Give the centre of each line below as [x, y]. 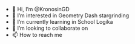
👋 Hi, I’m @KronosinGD [41, 9]
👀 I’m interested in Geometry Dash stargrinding [71, 15]
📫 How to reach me [37, 35]
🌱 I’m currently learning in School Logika [62, 22]
